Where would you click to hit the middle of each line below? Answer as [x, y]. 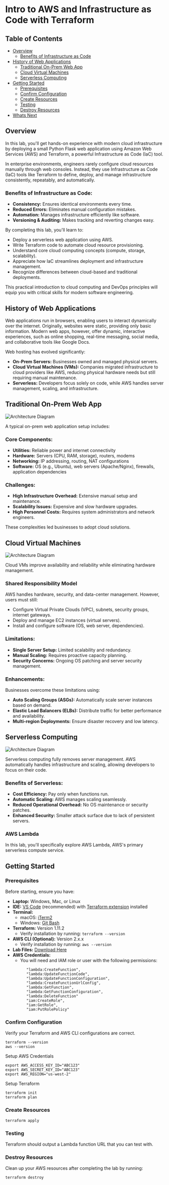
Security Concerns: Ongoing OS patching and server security [77, 660]
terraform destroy [24, 1178]
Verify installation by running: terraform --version [72, 934]
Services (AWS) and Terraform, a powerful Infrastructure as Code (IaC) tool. [84, 154]
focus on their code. [26, 770]
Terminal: [23, 912]
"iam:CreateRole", [45, 1001]
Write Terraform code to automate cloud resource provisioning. [78, 245]
